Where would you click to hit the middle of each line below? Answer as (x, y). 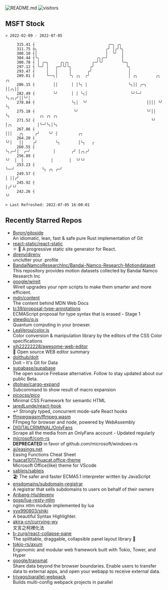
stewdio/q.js (25, 319)
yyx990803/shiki (30, 511)
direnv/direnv (26, 254)
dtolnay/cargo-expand (36, 384)
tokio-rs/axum (27, 544)
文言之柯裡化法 (28, 527)
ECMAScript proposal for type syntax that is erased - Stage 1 (77, 314)
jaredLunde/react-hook (37, 406)
